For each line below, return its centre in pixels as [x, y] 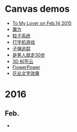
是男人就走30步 [29, 55]
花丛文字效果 [26, 73]
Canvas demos [37, 9]
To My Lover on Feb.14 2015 [42, 23]
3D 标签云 [23, 61]
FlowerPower [26, 67]
